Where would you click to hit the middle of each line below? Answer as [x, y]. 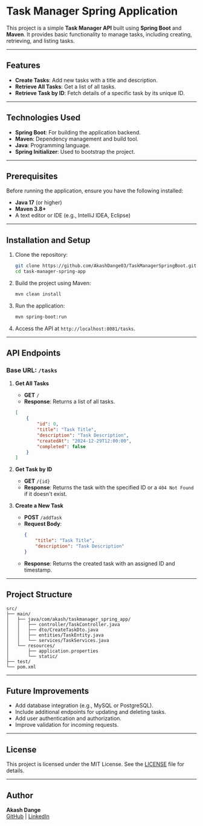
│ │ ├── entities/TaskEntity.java [55, 635]
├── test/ [19, 661]
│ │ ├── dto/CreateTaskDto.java [52, 630]
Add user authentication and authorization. [68, 718]
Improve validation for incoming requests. [67, 725]
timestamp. [38, 570]
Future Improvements [48, 691]
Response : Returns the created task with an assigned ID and [99, 563]
